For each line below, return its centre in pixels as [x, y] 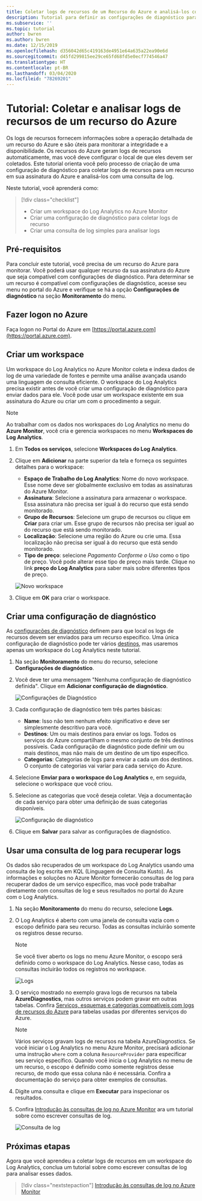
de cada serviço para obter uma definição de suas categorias [91, 802]
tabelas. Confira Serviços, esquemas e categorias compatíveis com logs [104, 1006]
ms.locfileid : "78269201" [38, 79]
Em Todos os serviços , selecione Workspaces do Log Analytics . [96, 449]
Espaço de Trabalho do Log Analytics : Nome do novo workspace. [106, 478]
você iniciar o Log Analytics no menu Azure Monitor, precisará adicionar [104, 1048]
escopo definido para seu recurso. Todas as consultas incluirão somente [105, 927]
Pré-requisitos [34, 249]
